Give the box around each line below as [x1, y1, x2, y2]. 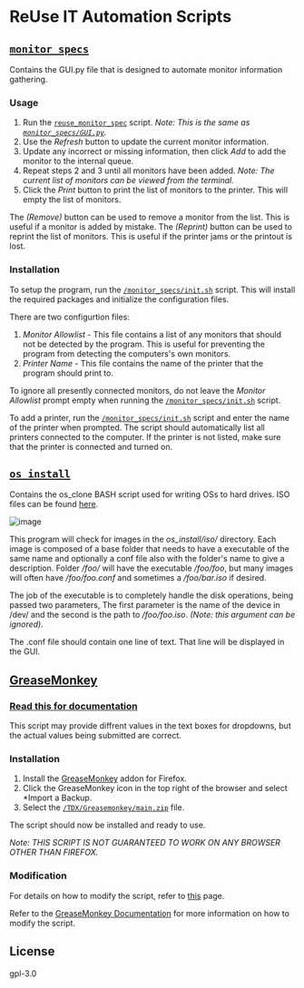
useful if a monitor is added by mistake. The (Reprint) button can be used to [9, 221, 293, 232]
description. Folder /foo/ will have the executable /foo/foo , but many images [9, 562, 293, 573]
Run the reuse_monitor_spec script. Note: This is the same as [22, 117, 250, 128]
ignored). [9, 619, 44, 630]
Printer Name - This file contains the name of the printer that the [22, 357, 264, 368]
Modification [9, 869, 68, 882]
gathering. [9, 74, 48, 84]
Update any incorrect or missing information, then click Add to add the [22, 146, 287, 157]
